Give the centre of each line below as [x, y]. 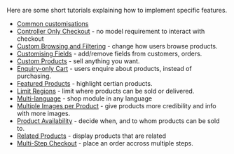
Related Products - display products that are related [91, 136]
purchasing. [34, 76]
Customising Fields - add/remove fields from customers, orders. [109, 53]
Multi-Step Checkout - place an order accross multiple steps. [105, 143]
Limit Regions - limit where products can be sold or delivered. [105, 91]
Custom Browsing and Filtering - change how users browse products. [117, 46]
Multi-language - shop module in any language [84, 98]
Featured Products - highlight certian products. [84, 83]
